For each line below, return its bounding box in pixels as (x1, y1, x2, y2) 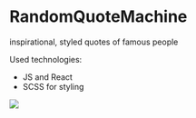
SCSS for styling (22, 81, 84, 92)
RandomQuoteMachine (9, 6, 188, 27)
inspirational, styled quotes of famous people (9, 36, 179, 47)
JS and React (22, 71, 73, 83)
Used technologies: (9, 54, 83, 64)
